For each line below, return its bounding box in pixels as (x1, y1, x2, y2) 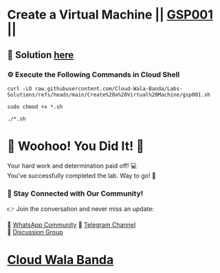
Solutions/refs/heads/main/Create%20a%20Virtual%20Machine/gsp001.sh (7, 91, 211, 98)
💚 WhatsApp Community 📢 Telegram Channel (7, 221, 136, 229)
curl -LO (7, 85, 32, 92)
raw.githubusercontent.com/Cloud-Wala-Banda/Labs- (34, 85, 184, 92)
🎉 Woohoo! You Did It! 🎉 (7, 139, 144, 154)
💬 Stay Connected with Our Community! (7, 188, 144, 198)
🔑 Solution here (7, 49, 74, 61)
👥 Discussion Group (7, 228, 63, 236)
